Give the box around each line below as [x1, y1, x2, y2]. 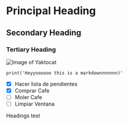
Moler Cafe [14, 94, 43, 101]
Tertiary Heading [6, 45, 56, 54]
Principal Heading [6, 4, 96, 18]
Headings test [6, 112, 40, 119]
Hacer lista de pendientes [14, 80, 78, 87]
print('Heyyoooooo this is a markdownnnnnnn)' [6, 70, 123, 76]
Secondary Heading [6, 28, 82, 38]
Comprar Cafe [14, 87, 50, 94]
